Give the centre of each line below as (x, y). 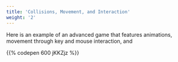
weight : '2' (21, 17)
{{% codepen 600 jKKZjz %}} (43, 52)
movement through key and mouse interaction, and (69, 41)
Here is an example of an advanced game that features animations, (89, 34)
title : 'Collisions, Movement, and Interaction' (68, 12)
